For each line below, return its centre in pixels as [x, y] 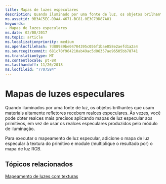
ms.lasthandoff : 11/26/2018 [34, 65]
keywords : [15, 23]
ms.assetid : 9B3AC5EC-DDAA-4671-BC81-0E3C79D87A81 [58, 19]
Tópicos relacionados [39, 164]
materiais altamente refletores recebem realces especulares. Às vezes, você [83, 113]
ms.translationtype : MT [30, 56]
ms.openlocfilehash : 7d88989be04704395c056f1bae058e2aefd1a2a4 [72, 46]
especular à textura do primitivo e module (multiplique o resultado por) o [79, 143]
